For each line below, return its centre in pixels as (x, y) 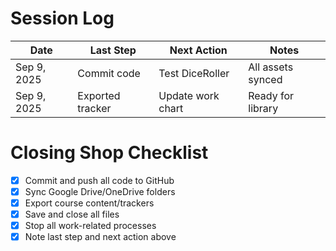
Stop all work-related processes (90, 226)
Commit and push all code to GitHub (99, 180)
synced (265, 79)
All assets (271, 67)
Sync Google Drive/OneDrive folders (100, 191)
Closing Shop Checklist (109, 153)
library (263, 108)
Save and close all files (72, 214)
